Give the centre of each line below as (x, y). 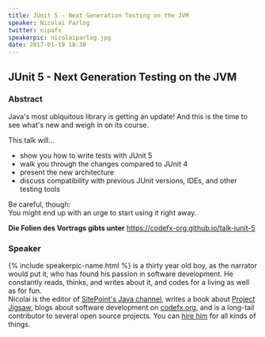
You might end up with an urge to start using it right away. (102, 212)
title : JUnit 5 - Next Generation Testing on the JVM (99, 15)
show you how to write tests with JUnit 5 (86, 155)
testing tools (40, 189)
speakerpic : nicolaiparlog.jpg (60, 37)
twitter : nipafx (35, 30)
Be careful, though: (40, 204)
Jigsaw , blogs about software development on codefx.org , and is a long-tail (131, 308)
